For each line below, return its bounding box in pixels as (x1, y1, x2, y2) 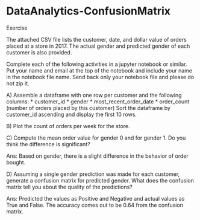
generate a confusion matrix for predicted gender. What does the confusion (6, 176, 195, 184)
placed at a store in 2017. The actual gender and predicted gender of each (6, 42, 190, 50)
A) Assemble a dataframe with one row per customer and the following (6, 91, 182, 99)
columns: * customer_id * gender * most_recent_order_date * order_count (6, 98, 190, 105)
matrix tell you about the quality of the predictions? (6, 183, 133, 190)
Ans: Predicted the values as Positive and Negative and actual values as (6, 195, 185, 202)
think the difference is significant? (6, 140, 90, 147)
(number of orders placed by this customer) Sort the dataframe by (6, 104, 170, 111)
